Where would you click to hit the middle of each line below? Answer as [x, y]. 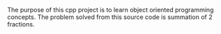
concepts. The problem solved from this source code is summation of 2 [110, 17]
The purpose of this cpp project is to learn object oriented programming [110, 10]
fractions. [21, 24]
